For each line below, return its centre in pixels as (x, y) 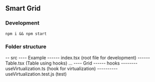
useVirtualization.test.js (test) (36, 74)
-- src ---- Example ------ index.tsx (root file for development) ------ (78, 57)
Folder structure (26, 47)
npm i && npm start (26, 34)
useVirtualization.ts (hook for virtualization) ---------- (62, 68)
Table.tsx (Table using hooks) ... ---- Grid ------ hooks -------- (72, 63)
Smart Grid (23, 8)
